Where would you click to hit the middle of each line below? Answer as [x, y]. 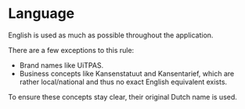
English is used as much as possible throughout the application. [111, 35]
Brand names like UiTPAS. [61, 65]
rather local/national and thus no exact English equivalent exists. [123, 82]
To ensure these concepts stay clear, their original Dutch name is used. [122, 97]
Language [41, 14]
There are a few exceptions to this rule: [71, 50]
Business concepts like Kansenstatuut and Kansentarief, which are [127, 73]
